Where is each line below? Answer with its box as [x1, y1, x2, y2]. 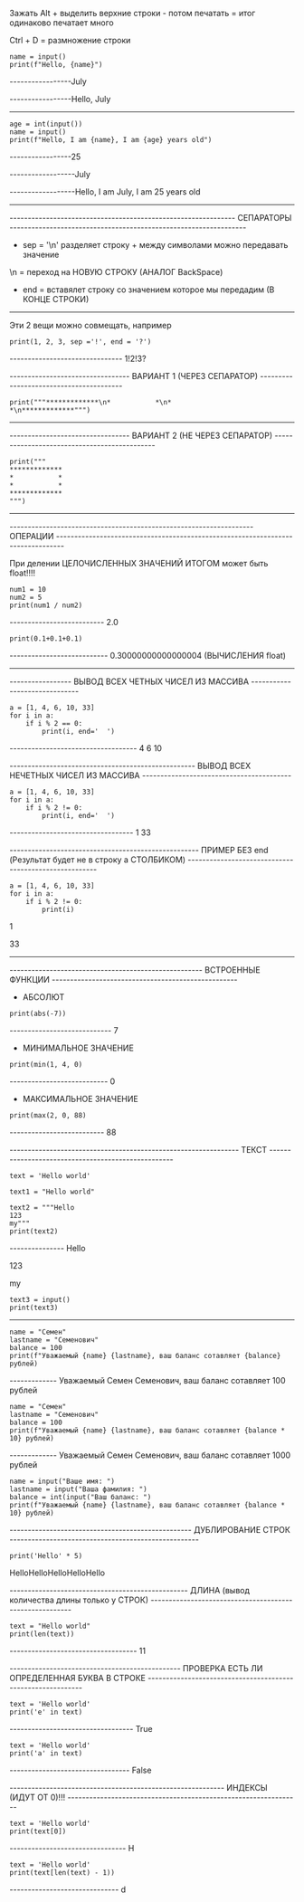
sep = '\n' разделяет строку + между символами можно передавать [22, 240, 289, 250]
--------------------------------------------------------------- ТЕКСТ [9, 1145, 268, 1155]
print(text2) [9, 1227, 59, 1236]
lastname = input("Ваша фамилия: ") [9, 1485, 147, 1494]
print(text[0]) [9, 1827, 67, 1836]
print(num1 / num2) [9, 601, 83, 610]
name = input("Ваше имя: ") [9, 1477, 116, 1486]
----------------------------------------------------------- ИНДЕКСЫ [9, 1783, 269, 1793]
